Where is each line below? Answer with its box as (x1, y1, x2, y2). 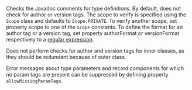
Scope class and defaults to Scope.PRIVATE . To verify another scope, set (6, 18, 177, 24)
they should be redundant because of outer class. (6, 54, 126, 60)
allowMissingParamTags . (6, 77, 63, 84)
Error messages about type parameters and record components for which (6, 65, 184, 72)
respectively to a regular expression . (6, 36, 94, 43)
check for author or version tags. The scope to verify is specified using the (6, 11, 187, 18)
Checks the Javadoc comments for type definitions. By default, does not (6, 5, 181, 12)
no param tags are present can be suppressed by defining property (6, 71, 169, 78)
